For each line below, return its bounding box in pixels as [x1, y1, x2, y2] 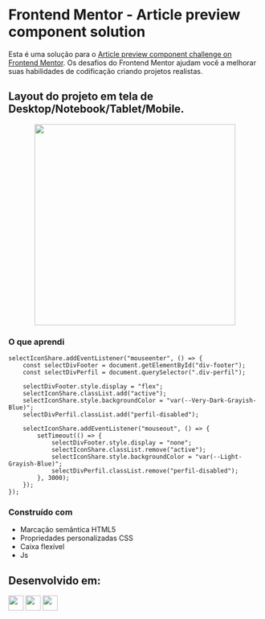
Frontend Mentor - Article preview [8, 6, 241, 24]
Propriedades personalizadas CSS [19, 533, 134, 543]
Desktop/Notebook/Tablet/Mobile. [8, 102, 185, 116]
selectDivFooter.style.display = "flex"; [22, 383, 163, 391]
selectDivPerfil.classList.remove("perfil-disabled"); [51, 467, 239, 475]
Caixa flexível [19, 542, 65, 551]
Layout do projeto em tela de [8, 90, 154, 104]
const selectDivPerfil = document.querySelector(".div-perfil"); [22, 368, 247, 377]
